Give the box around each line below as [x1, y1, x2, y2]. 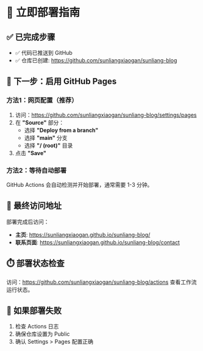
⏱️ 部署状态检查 [6, 258, 65, 269]
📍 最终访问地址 [6, 201, 62, 211]
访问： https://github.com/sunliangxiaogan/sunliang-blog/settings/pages [15, 111, 197, 118]
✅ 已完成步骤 [6, 32, 55, 42]
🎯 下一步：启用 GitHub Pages [6, 76, 117, 87]
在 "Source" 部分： [15, 118, 65, 126]
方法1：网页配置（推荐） [6, 96, 78, 104]
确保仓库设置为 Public [15, 330, 70, 338]
